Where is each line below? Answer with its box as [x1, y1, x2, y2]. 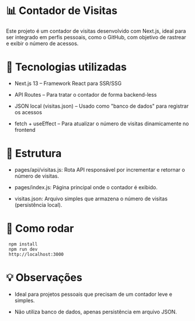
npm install [8, 241, 38, 247]
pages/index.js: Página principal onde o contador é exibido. [14, 183, 158, 190]
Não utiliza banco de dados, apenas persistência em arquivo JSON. [14, 308, 177, 315]
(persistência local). [14, 201, 62, 208]
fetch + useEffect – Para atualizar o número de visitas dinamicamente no [14, 120, 189, 127]
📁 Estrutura [6, 147, 62, 160]
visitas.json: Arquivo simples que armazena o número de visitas [14, 195, 168, 202]
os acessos [14, 108, 43, 115]
